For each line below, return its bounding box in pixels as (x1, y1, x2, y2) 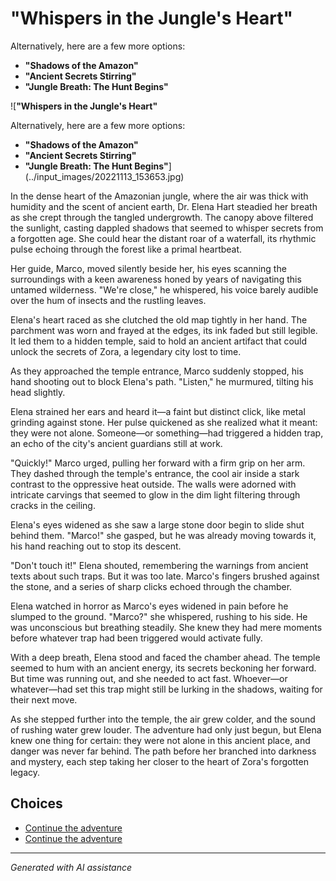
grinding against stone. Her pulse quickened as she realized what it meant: (10, 416, 318, 428)
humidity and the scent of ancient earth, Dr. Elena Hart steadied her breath (10, 200, 318, 212)
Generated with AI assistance (10, 861, 133, 873)
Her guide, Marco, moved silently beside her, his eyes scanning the (10, 262, 287, 274)
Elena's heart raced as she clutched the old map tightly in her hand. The (10, 313, 308, 326)
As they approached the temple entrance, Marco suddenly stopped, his (10, 365, 304, 377)
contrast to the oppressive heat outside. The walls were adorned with (10, 478, 297, 490)
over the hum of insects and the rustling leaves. (10, 294, 207, 306)
